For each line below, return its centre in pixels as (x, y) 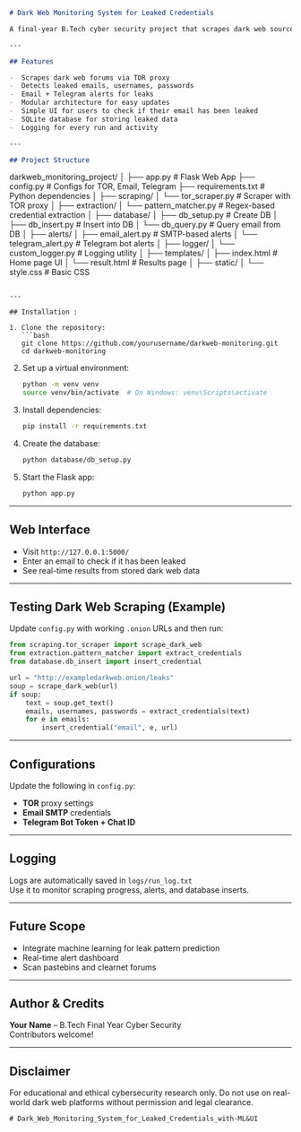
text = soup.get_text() (70, 703)
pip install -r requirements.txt (85, 427)
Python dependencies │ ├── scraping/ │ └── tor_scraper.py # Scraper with (150, 196)
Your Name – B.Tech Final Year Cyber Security (95, 1025)
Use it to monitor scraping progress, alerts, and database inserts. (129, 890)
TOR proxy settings (58, 803)
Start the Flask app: (58, 477)
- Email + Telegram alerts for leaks (82, 94)
